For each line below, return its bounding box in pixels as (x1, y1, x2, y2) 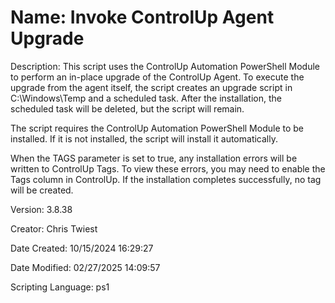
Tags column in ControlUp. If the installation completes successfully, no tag (10, 173, 322, 185)
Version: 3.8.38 (10, 203, 73, 215)
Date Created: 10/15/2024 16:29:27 (10, 242, 154, 254)
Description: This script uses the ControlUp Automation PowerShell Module (10, 60, 320, 72)
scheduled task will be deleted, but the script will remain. (10, 102, 245, 115)
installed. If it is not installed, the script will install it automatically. (10, 132, 278, 145)
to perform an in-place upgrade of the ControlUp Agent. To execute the (10, 71, 305, 83)
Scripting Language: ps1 (10, 281, 110, 293)
